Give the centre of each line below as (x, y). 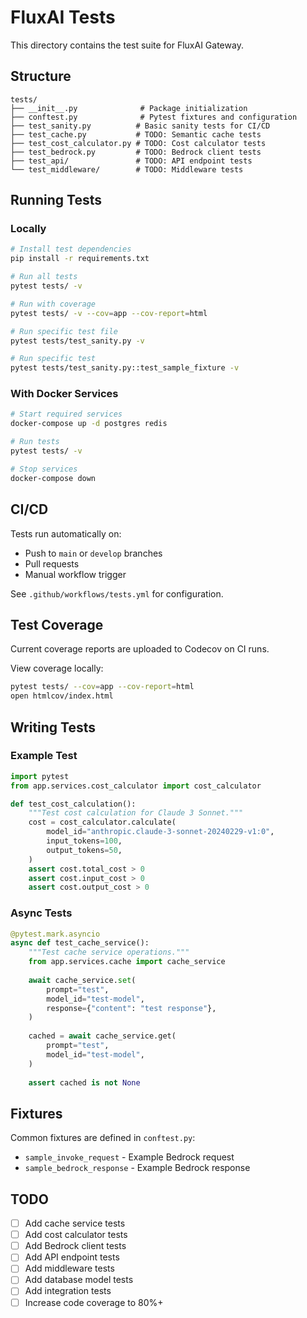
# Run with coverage (53, 304)
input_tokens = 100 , (84, 841)
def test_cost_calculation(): (73, 804)
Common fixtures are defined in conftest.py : (103, 1138)
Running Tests (56, 200)
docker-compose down (53, 478)
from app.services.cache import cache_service (127, 962)
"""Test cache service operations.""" (109, 952)
